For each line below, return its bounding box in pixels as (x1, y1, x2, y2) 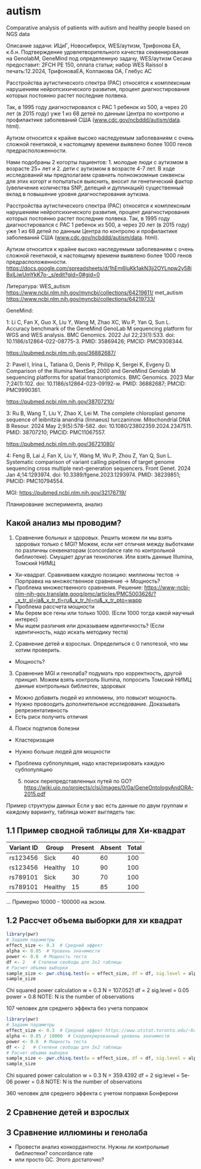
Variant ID (9, 843, 38, 852)
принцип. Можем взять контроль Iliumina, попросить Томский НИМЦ (14, 676, 192, 683)
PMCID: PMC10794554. (6, 477, 65, 484)
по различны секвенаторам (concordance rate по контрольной (14, 547, 175, 554)
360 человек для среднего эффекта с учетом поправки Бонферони (6, 1090, 178, 1097)
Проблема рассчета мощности (14, 602, 95, 610)
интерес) (14, 616, 38, 623)
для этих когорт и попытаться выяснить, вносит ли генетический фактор (6, 177, 193, 185)
